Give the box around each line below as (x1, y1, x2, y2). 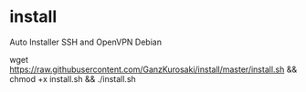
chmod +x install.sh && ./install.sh (9, 73, 137, 84)
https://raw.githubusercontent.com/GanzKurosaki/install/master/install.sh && (9, 64, 298, 75)
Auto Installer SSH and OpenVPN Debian (9, 36, 163, 47)
